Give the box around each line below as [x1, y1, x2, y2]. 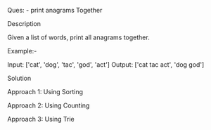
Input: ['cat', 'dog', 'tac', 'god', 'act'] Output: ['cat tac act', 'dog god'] [7, 60, 205, 69]
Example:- [7, 47, 37, 55]
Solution [7, 74, 32, 82]
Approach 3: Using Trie [7, 115, 75, 123]
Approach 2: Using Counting [7, 101, 90, 110]
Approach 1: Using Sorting [7, 88, 83, 96]
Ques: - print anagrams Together [7, 6, 103, 14]
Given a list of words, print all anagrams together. [7, 33, 150, 41]
